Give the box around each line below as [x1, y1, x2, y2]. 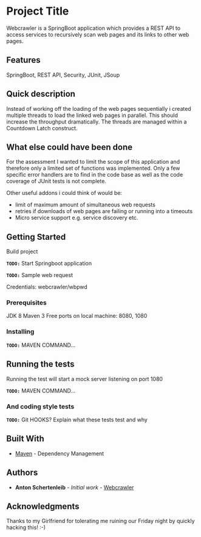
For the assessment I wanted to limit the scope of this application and [6, 158, 180, 166]
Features [6, 55, 41, 65]
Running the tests [6, 359, 75, 370]
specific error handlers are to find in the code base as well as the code [6, 171, 183, 178]
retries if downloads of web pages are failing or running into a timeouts [15, 208, 193, 215]
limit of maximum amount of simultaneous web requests [15, 201, 156, 208]
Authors [6, 468, 38, 478]
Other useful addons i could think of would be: [6, 189, 123, 197]
